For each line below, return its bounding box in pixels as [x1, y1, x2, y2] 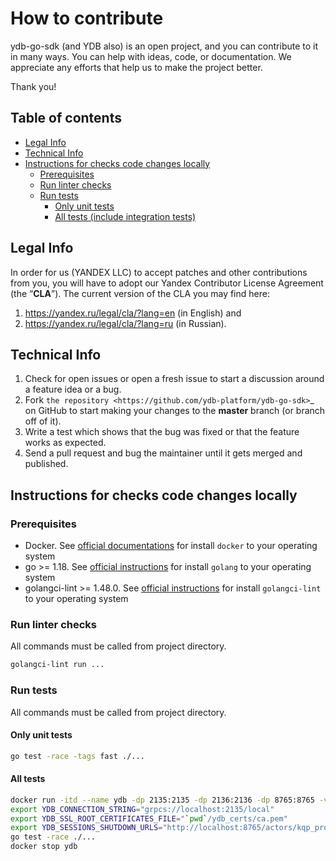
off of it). [24, 415, 62, 427]
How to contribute [10, 7, 164, 30]
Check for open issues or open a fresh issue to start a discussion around [24, 373, 325, 385]
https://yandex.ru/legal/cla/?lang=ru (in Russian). [24, 317, 227, 329]
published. [24, 458, 69, 470]
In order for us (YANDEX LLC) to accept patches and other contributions [10, 266, 308, 278]
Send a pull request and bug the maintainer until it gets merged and [24, 447, 303, 459]
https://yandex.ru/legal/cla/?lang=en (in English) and [24, 307, 242, 319]
